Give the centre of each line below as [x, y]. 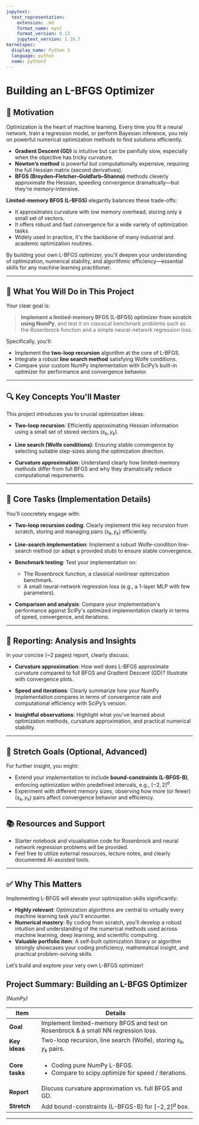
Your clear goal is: [28, 306]
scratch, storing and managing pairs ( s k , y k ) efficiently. [81, 532]
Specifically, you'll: [29, 341]
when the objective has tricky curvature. [64, 157]
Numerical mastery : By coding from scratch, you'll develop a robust [98, 923]
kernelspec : [21, 45]
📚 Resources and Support [56, 824]
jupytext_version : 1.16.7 [49, 39]
